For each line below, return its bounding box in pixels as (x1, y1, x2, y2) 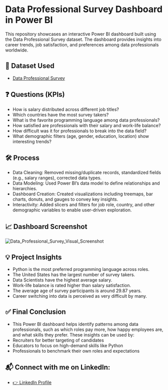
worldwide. (5, 47, 29, 53)
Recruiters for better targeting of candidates (12, 337, 104, 343)
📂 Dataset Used (5, 62, 54, 70)
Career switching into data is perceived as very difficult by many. (12, 293, 147, 299)
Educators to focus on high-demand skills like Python (12, 342, 123, 349)
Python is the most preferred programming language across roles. (12, 266, 150, 272)
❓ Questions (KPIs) (5, 90, 65, 99)
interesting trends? (12, 138, 52, 144)
